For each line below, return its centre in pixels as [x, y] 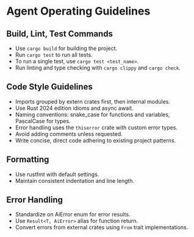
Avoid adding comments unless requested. [69, 134]
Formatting [28, 160]
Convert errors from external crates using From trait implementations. [102, 227]
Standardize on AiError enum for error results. [73, 214]
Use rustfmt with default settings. [57, 174]
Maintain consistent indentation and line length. [75, 180]
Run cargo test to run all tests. [54, 55]
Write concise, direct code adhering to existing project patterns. [95, 140]
